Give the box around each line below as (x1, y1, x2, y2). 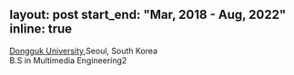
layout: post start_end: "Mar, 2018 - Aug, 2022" (9, 7, 287, 23)
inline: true (9, 22, 73, 37)
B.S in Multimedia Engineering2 (9, 54, 127, 66)
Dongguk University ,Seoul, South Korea (9, 45, 157, 56)
